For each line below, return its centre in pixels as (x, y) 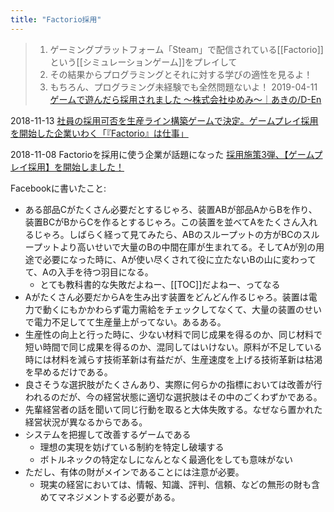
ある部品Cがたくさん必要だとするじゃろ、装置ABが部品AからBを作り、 (171, 209)
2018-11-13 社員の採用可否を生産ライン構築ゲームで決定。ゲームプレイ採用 (164, 120)
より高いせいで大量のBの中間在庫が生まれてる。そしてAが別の (188, 247)
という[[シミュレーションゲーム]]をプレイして (143, 62)
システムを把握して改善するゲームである (108, 434)
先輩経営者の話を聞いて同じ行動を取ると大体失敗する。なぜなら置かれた (173, 409)
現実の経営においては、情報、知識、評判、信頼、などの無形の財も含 (179, 484)
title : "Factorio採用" (56, 19)
